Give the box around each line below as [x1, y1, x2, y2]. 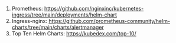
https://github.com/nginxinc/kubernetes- [44, 5, 144, 12]
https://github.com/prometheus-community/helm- [48, 18, 170, 24]
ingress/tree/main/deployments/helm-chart [11, 11, 117, 18]
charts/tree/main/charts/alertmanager [11, 24, 105, 31]
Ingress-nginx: [11, 18, 48, 24]
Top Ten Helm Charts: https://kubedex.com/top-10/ [11, 30, 137, 37]
